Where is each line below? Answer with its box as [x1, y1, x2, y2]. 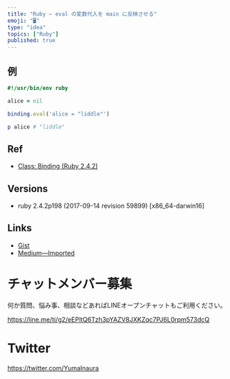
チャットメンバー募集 [7, 276, 132, 293]
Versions [7, 183, 48, 195]
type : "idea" [7, 24, 46, 31]
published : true [7, 37, 56, 44]
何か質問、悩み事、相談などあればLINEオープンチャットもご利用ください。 [7, 300, 226, 309]
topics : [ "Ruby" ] [7, 30, 59, 38]
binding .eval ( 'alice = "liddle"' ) [7, 110, 110, 118]
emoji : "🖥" [7, 17, 41, 24]
